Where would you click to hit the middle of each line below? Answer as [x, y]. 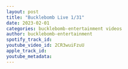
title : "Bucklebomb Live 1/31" [45, 17]
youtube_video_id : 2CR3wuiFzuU [45, 46]
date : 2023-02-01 [28, 23]
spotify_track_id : [29, 40]
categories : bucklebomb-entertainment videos [64, 28]
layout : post [23, 12]
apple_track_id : [26, 51]
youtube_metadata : [29, 56]
